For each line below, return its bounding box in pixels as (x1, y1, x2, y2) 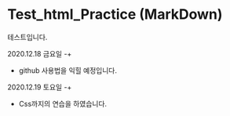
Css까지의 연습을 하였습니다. (18, 99, 108, 108)
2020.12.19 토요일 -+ (7, 82, 72, 92)
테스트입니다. (7, 32, 48, 42)
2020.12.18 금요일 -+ (7, 49, 72, 58)
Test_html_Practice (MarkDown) (7, 5, 223, 24)
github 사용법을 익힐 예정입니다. (18, 65, 118, 75)
